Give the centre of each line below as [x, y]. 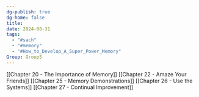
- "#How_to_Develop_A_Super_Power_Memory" [67, 52]
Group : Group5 [24, 57]
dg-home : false [26, 18]
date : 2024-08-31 [28, 29]
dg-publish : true [28, 12]
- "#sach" [24, 40]
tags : [13, 35]
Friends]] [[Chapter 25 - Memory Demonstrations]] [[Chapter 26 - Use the [99, 81]
